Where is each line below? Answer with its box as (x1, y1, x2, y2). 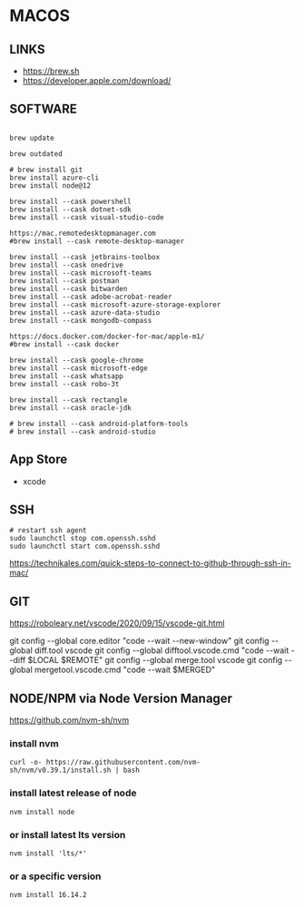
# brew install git (9, 165, 83, 174)
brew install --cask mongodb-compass (9, 316, 152, 325)
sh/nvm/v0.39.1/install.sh (9, 766, 112, 775)
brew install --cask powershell (9, 197, 132, 206)
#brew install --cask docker (9, 339, 120, 349)
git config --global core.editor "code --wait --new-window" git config (9, 636, 270, 647)
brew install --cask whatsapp (9, 371, 124, 381)
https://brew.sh (22, 65, 80, 76)
